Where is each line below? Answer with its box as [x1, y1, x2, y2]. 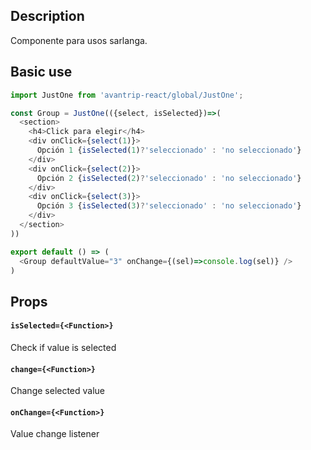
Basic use [10, 64, 73, 81]
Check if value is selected [10, 341, 117, 353]
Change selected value [10, 385, 106, 397]
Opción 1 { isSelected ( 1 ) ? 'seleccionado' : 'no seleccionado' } [36, 145, 302, 155]
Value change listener [10, 428, 100, 440]
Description [10, 8, 85, 25]
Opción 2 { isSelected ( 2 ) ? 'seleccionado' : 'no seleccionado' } [36, 173, 302, 183]
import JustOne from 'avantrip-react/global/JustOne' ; [10, 90, 244, 100]
